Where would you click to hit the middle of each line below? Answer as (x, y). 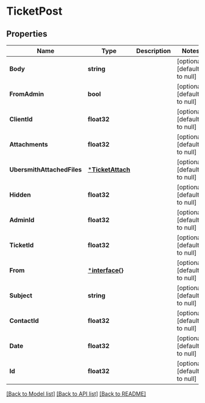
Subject (21, 296)
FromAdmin (27, 94)
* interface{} (106, 270)
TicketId (22, 245)
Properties (27, 34)
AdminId (22, 220)
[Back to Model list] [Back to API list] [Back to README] (76, 394)
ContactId (24, 321)
